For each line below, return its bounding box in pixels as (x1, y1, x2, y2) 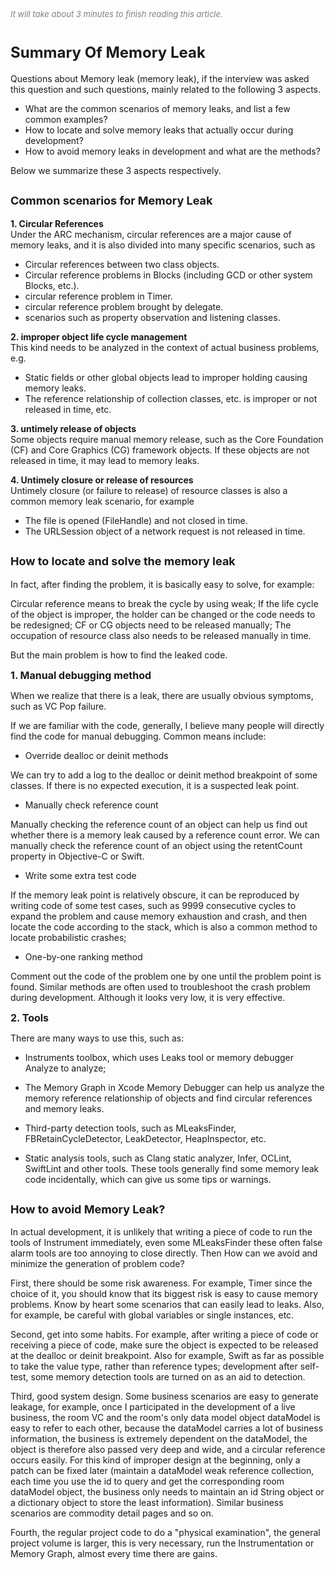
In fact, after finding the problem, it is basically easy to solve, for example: (10, 578, 315, 590)
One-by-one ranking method (24, 950, 143, 963)
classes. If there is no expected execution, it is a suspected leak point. (10, 779, 300, 791)
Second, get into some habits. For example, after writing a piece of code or (10, 1329, 319, 1341)
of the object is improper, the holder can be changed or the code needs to (10, 608, 316, 620)
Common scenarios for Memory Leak (10, 194, 213, 208)
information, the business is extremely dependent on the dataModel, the (10, 1433, 308, 1445)
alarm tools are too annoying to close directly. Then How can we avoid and (10, 1247, 318, 1259)
